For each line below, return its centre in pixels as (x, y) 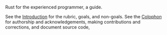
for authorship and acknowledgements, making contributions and (73, 22)
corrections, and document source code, (48, 27)
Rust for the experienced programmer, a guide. (54, 7)
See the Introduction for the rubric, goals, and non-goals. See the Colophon (83, 17)
